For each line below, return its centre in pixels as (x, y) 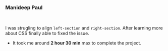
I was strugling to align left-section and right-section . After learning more (84, 28)
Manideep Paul (24, 7)
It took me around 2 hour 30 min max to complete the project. (77, 43)
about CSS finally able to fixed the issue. (47, 33)
